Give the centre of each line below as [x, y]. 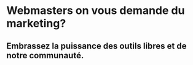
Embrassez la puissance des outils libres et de [96, 46]
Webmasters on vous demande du [96, 11]
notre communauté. [45, 55]
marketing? [36, 23]
